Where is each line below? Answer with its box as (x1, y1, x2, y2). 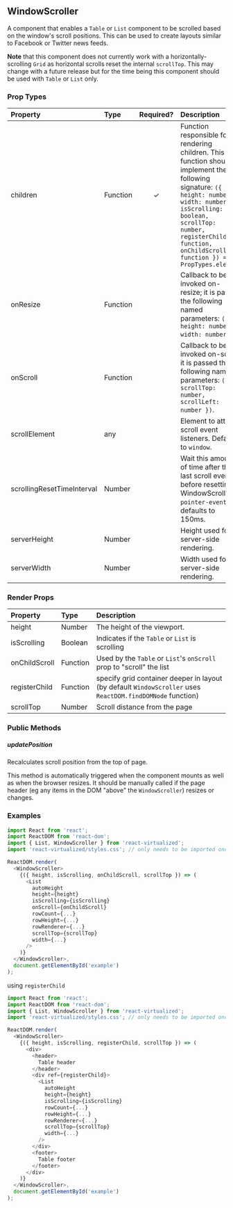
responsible (180, 130, 219, 140)
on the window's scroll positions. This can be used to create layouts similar (7, 31, 222, 40)
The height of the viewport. (96, 622, 185, 632)
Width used (180, 554, 218, 564)
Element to (180, 417, 216, 426)
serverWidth (10, 563, 51, 573)
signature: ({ (180, 182, 222, 192)
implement (180, 165, 215, 175)
